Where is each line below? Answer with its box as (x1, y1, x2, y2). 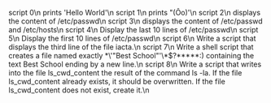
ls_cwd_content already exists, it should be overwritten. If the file (8, 77, 225, 86)
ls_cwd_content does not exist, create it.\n (8, 85, 150, 95)
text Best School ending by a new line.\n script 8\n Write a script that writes (8, 59, 262, 69)
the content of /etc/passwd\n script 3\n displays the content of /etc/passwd (8, 16, 263, 26)
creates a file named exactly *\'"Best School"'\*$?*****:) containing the (8, 51, 255, 60)
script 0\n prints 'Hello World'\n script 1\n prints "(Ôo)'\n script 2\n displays (8, 8, 261, 17)
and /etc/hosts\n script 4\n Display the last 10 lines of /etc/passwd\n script (8, 25, 259, 34)
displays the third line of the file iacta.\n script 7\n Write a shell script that (8, 42, 254, 52)
